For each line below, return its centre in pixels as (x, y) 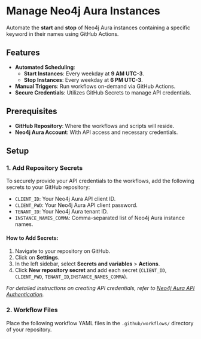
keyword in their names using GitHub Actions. (63, 33)
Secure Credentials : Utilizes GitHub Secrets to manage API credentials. (103, 92)
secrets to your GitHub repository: (48, 187)
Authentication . (25, 295)
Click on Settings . (37, 258)
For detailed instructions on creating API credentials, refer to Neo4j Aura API (100, 288)
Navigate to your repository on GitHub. (63, 251)
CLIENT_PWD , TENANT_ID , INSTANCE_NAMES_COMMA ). (71, 277)
